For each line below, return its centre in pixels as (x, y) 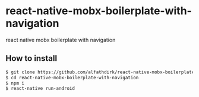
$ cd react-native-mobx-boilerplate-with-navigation (72, 77)
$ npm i (15, 83)
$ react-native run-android (40, 89)
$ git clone (20, 72)
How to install (31, 58)
